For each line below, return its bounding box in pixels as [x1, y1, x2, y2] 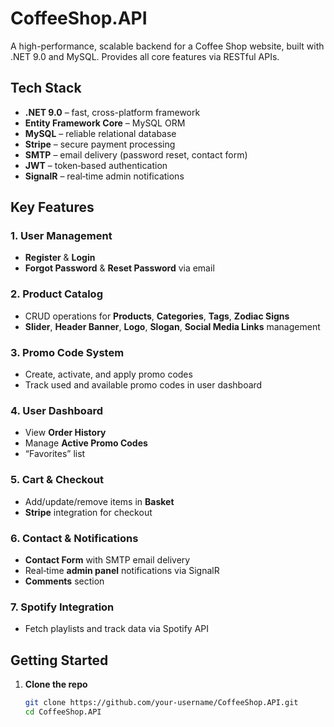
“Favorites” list [24, 448, 86, 460]
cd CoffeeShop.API [24, 707, 102, 717]
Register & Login [24, 252, 96, 264]
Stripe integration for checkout [24, 506, 153, 518]
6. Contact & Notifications [10, 531, 139, 545]
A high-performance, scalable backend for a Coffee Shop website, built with [10, 40, 325, 52]
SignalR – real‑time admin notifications [24, 170, 185, 182]
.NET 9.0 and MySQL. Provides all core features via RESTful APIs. [10, 50, 280, 62]
